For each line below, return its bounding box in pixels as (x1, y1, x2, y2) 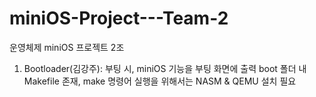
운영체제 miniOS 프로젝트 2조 (9, 41, 125, 53)
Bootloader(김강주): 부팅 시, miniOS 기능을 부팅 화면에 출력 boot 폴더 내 (23, 62, 307, 74)
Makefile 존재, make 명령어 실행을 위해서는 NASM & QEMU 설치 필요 (23, 75, 297, 87)
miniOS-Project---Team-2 (9, 7, 229, 30)
